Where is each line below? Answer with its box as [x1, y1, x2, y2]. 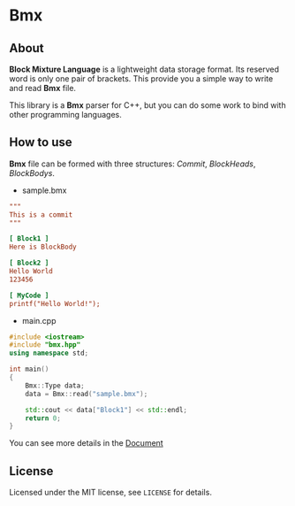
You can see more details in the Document [9, 438, 163, 448]
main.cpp [21, 315, 57, 326]
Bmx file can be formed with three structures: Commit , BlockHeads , [9, 158, 256, 169]
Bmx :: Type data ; [25, 381, 86, 390]
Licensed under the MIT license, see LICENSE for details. [9, 487, 212, 498]
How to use [9, 134, 72, 150]
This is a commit [9, 210, 73, 219]
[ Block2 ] [9, 258, 49, 268]
